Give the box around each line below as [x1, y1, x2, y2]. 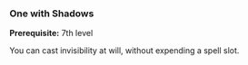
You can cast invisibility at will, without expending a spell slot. [9, 45, 240, 56]
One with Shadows [9, 7, 94, 20]
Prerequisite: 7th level [9, 28, 94, 39]
